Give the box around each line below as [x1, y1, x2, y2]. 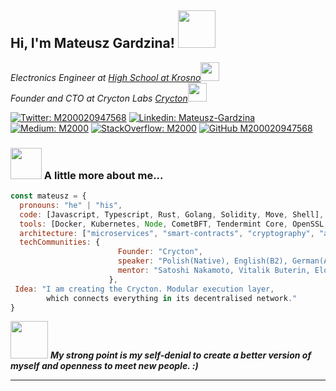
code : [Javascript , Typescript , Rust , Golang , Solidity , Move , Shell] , [19, 209, 325, 220]
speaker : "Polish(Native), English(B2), [117, 256, 288, 266]
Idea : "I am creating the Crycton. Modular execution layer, [14, 284, 275, 294]
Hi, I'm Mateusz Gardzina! [10, 35, 175, 52]
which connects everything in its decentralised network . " [46, 293, 298, 303]
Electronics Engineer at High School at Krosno [10, 71, 202, 83]
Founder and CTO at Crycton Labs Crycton [10, 92, 188, 104]
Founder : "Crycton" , [117, 247, 203, 257]
